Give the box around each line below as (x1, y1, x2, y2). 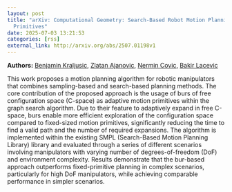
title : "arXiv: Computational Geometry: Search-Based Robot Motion (7, 17, 206, 23)
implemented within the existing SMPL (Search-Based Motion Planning (7, 133, 209, 142)
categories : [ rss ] (7, 36, 60, 43)
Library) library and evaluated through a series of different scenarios (7, 141, 202, 148)
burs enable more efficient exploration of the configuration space (28, 111, 214, 119)
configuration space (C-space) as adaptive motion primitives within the (7, 97, 210, 104)
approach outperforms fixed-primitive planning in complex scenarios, (7, 163, 205, 171)
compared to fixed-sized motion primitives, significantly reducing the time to (7, 119, 225, 126)
